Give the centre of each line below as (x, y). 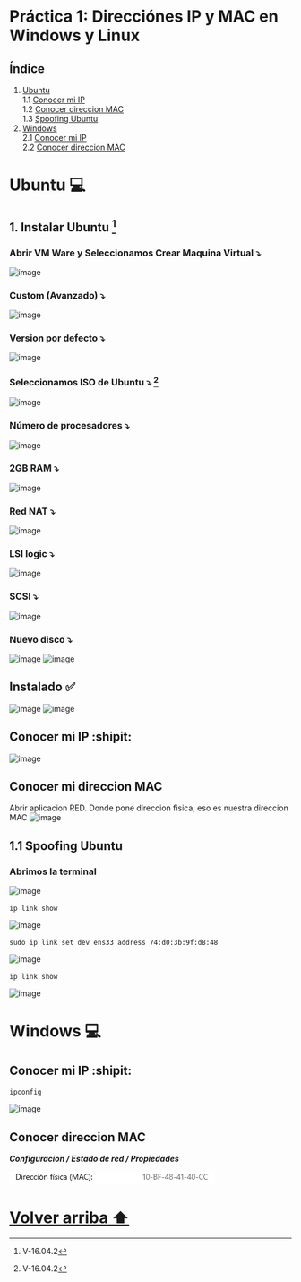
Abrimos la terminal (53, 871)
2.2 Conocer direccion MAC (73, 147)
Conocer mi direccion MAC (86, 787)
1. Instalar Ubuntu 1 (63, 226)
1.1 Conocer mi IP (53, 100)
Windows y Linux (75, 35)
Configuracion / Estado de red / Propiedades (94, 1158)
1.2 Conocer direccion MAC (73, 109)
